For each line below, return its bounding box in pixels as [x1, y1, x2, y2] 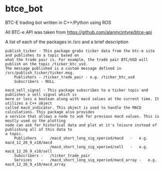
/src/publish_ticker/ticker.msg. [5, 70, 75, 75]
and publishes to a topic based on [5, 53, 79, 58]
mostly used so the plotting [5, 118, 66, 123]
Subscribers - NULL [14, 79, 55, 84]
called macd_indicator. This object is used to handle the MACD [5, 105, 142, 110]
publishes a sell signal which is [5, 92, 77, 97]
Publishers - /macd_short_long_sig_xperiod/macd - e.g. [14, 136, 149, 141]
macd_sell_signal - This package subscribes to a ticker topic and [5, 88, 149, 93]
